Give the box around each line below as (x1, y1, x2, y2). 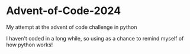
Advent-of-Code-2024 (6, 4, 121, 18)
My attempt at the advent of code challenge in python (6, 23, 137, 31)
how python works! (6, 41, 53, 48)
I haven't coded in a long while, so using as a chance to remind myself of (6, 35, 184, 42)
